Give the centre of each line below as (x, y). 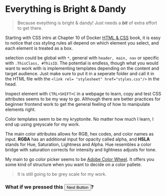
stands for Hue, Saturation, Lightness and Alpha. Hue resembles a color (78, 144)
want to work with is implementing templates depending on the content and (82, 68)
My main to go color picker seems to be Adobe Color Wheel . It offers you (80, 159)
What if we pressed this (34, 187)
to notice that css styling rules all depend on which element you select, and (82, 43)
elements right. (21, 109)
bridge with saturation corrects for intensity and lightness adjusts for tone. (81, 149)
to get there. (30, 28)
